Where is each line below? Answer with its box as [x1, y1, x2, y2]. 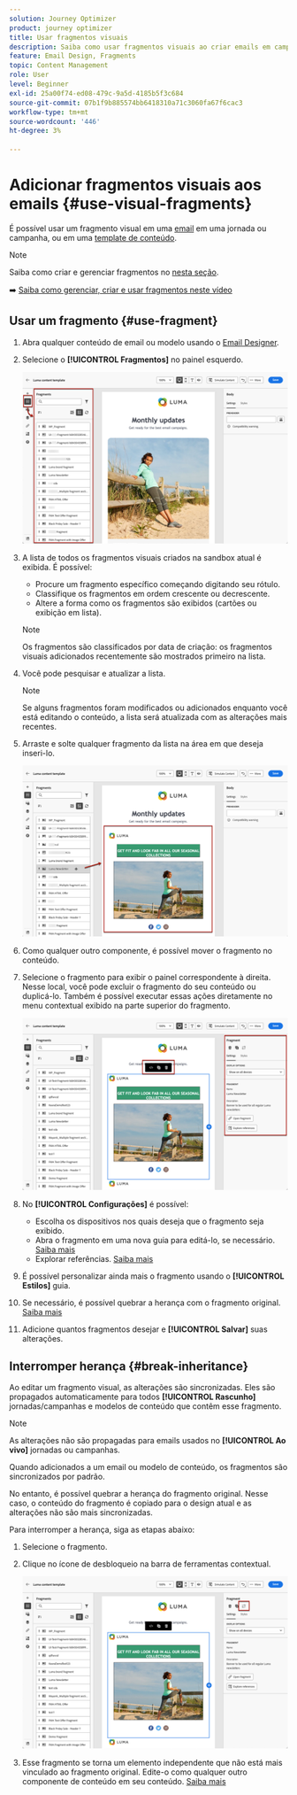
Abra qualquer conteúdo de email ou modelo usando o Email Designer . [21, 337, 280, 347]
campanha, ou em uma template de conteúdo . [9, 232, 178, 243]
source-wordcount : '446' [9, 117, 101, 126]
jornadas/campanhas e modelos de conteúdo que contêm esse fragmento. [9, 1401, 282, 1412]
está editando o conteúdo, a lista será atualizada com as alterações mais [21, 712, 287, 723]
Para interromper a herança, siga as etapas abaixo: [9, 1524, 195, 1536]
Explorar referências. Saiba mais [34, 1253, 154, 1264]
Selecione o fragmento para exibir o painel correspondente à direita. [21, 972, 271, 983]
